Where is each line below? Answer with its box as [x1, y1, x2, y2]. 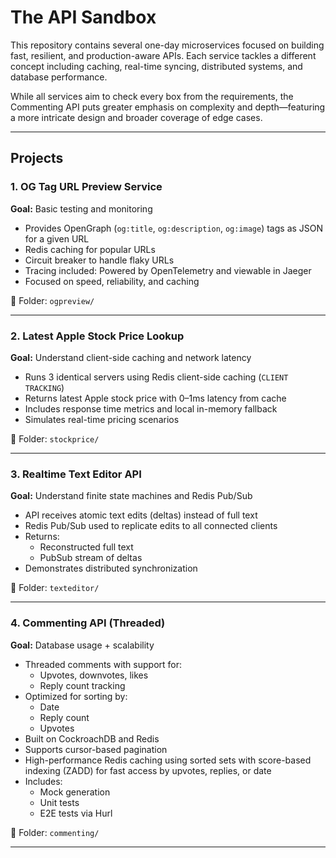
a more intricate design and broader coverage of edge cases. [10, 111, 263, 123]
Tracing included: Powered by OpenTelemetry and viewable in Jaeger [24, 264, 312, 276]
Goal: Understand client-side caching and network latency [10, 351, 252, 363]
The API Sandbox [10, 6, 157, 29]
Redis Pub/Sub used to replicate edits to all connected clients [24, 520, 278, 532]
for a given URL [24, 232, 90, 245]
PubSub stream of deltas [39, 552, 143, 564]
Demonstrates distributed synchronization [24, 562, 198, 575]
